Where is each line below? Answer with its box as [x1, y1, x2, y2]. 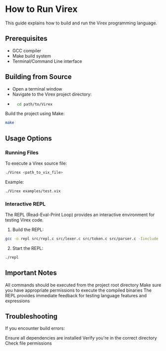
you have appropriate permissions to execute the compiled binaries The [5, 287, 152, 293]
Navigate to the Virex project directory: [12, 91, 92, 97]
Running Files [5, 149, 39, 156]
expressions [5, 298, 30, 304]
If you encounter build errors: [5, 325, 65, 332]
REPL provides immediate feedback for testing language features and [5, 292, 147, 298]
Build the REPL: [12, 227, 44, 233]
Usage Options [5, 134, 52, 142]
